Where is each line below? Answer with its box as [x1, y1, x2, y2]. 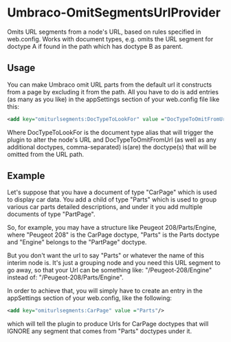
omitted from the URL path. [7, 150, 85, 158]
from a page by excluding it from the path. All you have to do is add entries [7, 87, 219, 96]
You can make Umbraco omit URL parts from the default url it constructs [7, 81, 212, 89]
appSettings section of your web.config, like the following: [7, 294, 172, 302]
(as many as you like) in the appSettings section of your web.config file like [7, 95, 220, 103]
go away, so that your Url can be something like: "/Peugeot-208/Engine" [7, 266, 212, 275]
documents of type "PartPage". [7, 210, 96, 218]
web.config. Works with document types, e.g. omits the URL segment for [7, 34, 214, 43]
